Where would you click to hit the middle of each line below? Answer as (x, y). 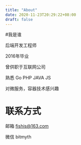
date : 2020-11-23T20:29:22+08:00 (41, 15)
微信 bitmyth (18, 137)
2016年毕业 (17, 56)
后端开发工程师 (21, 45)
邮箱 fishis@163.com (27, 126)
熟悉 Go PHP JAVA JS (28, 78)
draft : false (19, 19)
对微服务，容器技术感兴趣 (32, 89)
